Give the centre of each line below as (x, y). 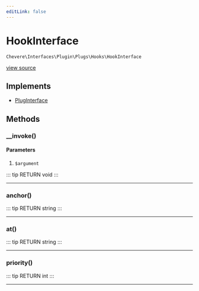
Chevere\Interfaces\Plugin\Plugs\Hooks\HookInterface (74, 57)
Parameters (21, 150)
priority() (20, 263)
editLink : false (26, 12)
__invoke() (21, 135)
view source (21, 67)
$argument (27, 163)
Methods (23, 119)
